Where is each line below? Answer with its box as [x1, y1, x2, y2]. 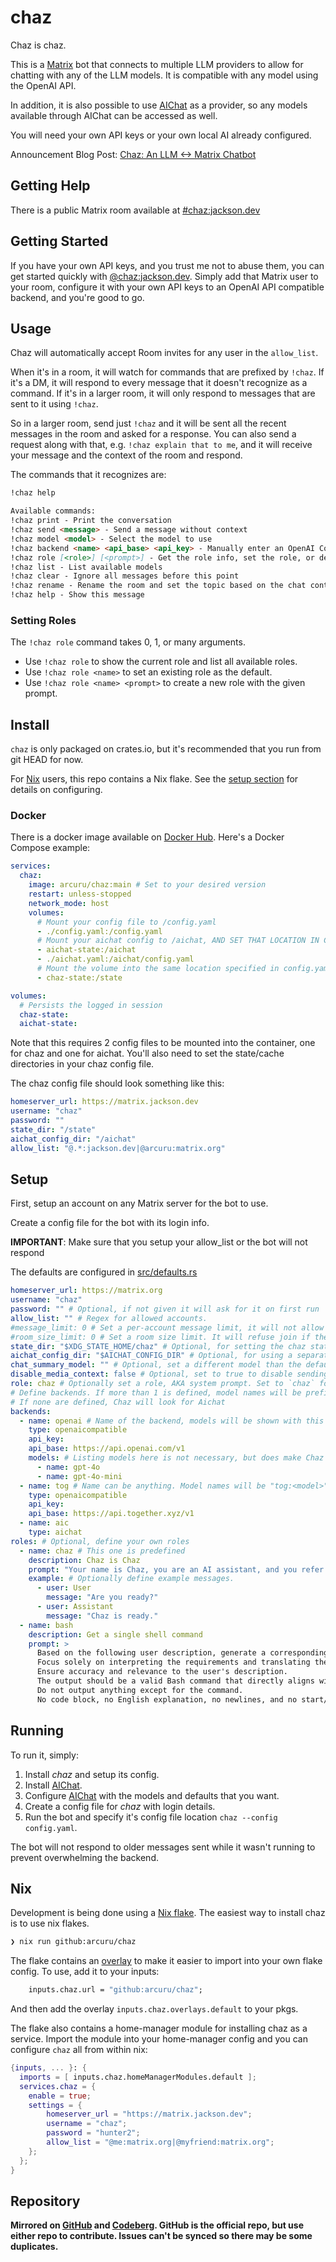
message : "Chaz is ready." [46, 1611, 159, 1621]
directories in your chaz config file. [10, 1058, 155, 1070]
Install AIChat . [24, 1779, 83, 1791]
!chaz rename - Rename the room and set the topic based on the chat [10, 581, 307, 591]
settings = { [28, 2100, 83, 2110]
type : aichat [28, 1527, 83, 1538]
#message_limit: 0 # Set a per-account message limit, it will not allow [10, 1322, 325, 1333]
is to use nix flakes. [10, 1917, 90, 1930]
